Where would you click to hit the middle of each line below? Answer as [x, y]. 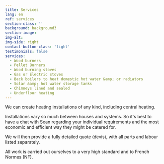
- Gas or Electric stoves [37, 75]
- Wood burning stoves [33, 70]
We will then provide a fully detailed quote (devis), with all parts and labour [82, 137]
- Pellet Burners [28, 65]
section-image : [21, 33]
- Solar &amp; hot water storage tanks [51, 83]
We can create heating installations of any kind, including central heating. [80, 107]
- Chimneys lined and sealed [40, 88]
